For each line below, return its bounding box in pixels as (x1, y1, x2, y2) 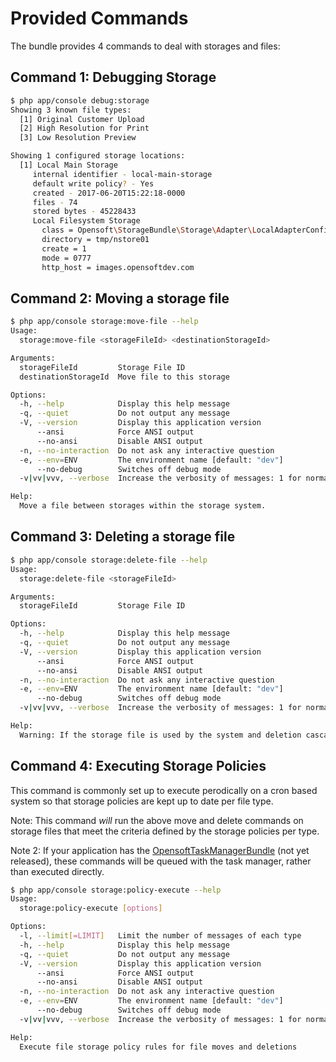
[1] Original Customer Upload (19, 114, 145, 124)
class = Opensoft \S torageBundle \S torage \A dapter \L (41, 225, 257, 236)
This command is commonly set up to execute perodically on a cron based (10, 784, 318, 796)
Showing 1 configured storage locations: (10, 151, 186, 161)
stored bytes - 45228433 (32, 207, 137, 217)
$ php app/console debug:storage (10, 95, 150, 106)
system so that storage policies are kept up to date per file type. (10, 795, 274, 807)
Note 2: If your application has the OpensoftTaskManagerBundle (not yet (10, 844, 310, 856)
